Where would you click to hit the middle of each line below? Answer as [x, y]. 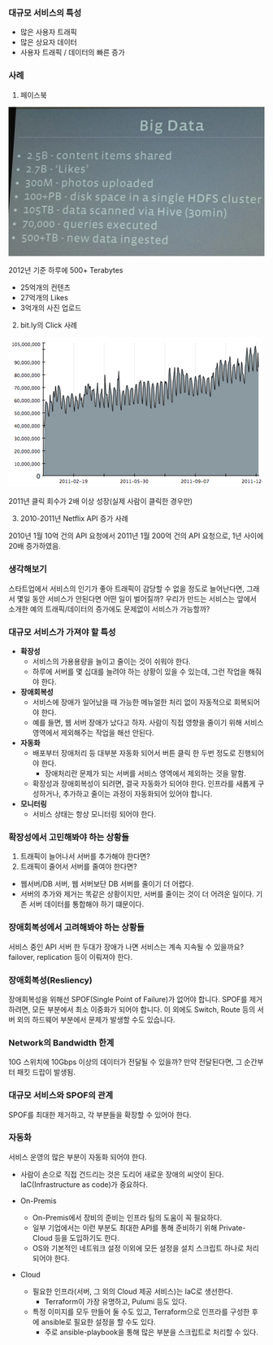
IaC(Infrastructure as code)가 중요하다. [84, 1184]
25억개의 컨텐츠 [45, 287]
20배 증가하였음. [35, 546]
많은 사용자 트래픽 [48, 32]
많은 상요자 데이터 [48, 42]
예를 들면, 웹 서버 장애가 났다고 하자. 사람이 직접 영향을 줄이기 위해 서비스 [148, 723]
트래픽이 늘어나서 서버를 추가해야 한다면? [85, 857]
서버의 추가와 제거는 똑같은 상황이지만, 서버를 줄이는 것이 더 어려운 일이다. [137, 894]
